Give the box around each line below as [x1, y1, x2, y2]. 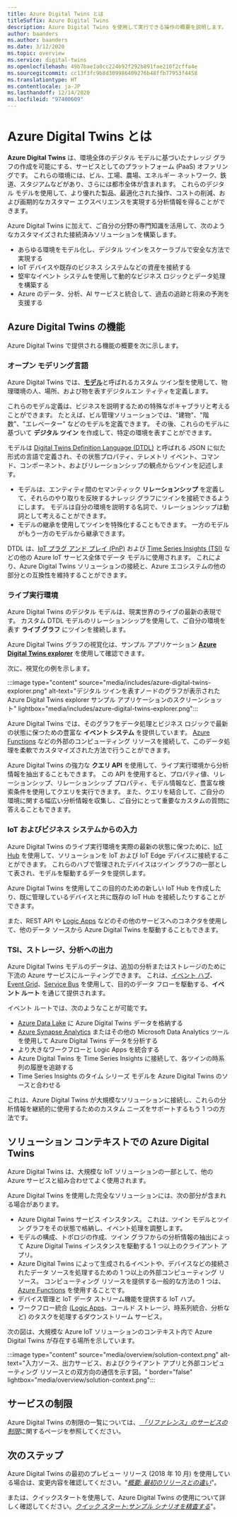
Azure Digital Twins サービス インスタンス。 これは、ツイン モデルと [17, 1215, 217, 1223]
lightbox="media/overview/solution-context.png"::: [7, 1375, 156, 1384]
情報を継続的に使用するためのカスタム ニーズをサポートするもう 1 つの [13, 1104, 219, 1113]
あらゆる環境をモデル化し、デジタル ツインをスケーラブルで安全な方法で [17, 245, 231, 253]
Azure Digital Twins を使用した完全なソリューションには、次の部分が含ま [7, 1191, 221, 1199]
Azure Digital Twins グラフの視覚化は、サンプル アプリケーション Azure [7, 640, 217, 649]
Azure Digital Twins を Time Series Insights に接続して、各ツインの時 [17, 1054, 219, 1062]
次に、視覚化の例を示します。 [7, 664, 94, 673]
